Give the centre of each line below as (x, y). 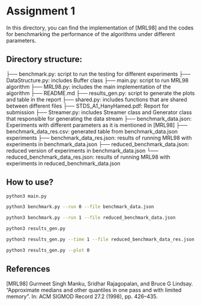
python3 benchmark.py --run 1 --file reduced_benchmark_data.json (91, 218)
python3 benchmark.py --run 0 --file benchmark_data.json (80, 207)
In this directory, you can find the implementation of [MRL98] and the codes (100, 28)
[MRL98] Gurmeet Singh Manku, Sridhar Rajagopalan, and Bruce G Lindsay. (100, 283)
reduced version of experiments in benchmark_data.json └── (82, 150)
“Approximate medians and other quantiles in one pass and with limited (94, 290)
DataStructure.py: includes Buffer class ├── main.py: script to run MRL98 (97, 80)
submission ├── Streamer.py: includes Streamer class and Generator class (99, 112)
